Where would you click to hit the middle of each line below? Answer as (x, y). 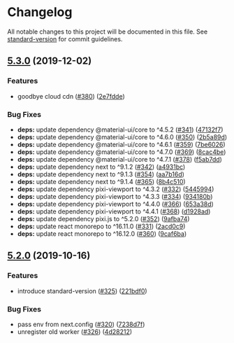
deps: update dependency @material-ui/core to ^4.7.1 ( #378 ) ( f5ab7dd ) (119, 159)
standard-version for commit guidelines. (65, 38)
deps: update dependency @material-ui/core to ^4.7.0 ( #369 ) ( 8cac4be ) (122, 152)
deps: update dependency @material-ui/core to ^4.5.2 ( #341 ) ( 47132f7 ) (120, 129)
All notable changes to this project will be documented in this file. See (108, 31)
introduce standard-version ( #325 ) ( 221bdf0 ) (82, 290)
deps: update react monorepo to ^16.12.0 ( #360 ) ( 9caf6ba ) (102, 233)
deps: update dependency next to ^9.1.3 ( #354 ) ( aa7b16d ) (101, 174)
